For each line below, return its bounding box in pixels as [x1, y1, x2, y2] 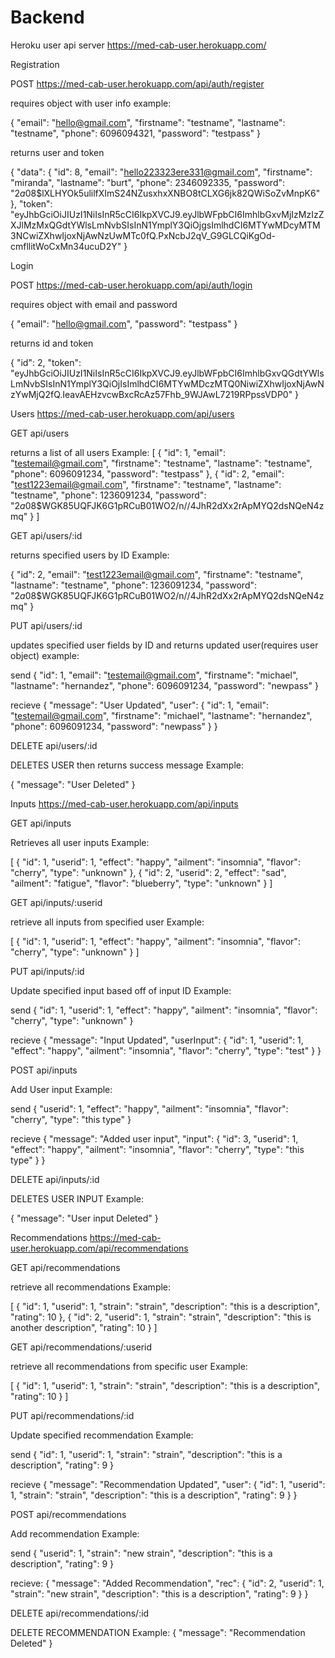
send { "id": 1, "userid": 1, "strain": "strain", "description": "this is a [10, 1448, 283, 1460]
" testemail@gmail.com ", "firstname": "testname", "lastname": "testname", [10, 457, 313, 469]
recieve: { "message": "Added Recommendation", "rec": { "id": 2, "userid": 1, [10, 1577, 325, 1589]
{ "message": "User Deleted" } [10, 778, 136, 790]
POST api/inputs [10, 1064, 78, 1076]
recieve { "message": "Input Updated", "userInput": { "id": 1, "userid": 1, [10, 1034, 304, 1046]
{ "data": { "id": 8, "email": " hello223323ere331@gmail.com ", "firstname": [10, 166, 313, 178]
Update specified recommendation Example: [10, 1429, 194, 1441]
